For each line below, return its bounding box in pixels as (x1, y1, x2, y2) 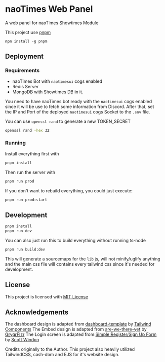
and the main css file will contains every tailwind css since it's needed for (5, 261, 155, 267)
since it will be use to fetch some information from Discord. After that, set (5, 104, 154, 109)
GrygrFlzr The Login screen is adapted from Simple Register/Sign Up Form (5, 331, 157, 337)
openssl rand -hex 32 (5, 128, 50, 133)
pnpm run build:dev (5, 247, 45, 252)
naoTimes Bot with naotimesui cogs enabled (12, 78, 102, 84)
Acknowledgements (5, 308, 69, 317)
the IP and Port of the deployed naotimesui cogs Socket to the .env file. (5, 109, 150, 114)
